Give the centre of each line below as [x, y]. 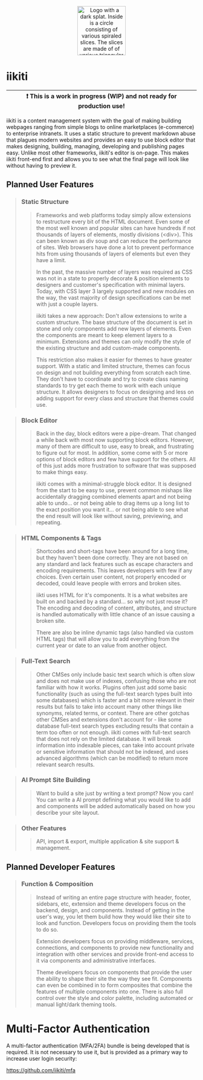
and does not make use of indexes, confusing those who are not [116, 680]
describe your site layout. [68, 812]
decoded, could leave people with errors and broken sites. [109, 584]
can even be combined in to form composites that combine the [114, 985]
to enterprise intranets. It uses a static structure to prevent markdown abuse [101, 133]
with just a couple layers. [67, 304]
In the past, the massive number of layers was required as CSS [114, 272]
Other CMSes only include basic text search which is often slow [115, 674]
